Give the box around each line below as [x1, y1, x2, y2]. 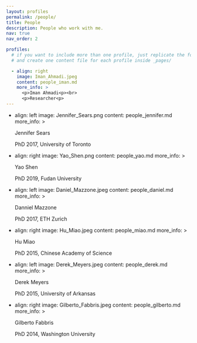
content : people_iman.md [16, 79, 77, 85]
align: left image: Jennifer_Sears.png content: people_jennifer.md [14, 111, 172, 118]
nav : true [6, 31, 30, 36]
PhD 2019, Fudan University [14, 175, 82, 182]
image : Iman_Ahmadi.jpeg [16, 74, 77, 79]
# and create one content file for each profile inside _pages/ [11, 57, 172, 64]
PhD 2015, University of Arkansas [14, 289, 96, 297]
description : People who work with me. [6, 25, 104, 31]
